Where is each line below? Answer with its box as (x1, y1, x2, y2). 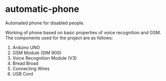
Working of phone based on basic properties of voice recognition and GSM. (5, 29, 161, 35)
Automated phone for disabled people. (5, 20, 85, 26)
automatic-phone (5, 3, 79, 15)
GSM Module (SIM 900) (12, 50, 61, 56)
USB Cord (12, 71, 33, 77)
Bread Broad (12, 60, 38, 66)
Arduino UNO (12, 44, 40, 50)
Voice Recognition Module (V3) (12, 55, 77, 61)
